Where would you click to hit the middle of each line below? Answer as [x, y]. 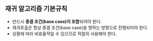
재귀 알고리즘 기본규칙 [36, 9]
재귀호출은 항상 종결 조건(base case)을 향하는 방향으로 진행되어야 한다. [80, 27]
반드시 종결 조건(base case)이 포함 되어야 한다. [57, 21]
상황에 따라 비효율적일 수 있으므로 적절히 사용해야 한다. [64, 34]
